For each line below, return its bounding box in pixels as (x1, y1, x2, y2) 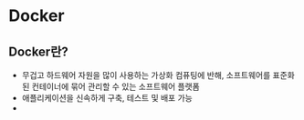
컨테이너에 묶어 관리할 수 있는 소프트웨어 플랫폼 (31, 81, 200, 92)
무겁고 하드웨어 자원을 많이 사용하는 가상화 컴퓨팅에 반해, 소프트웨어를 (21, 70, 271, 80)
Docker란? (8, 44, 69, 59)
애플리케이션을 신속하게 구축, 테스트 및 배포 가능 (21, 93, 193, 103)
